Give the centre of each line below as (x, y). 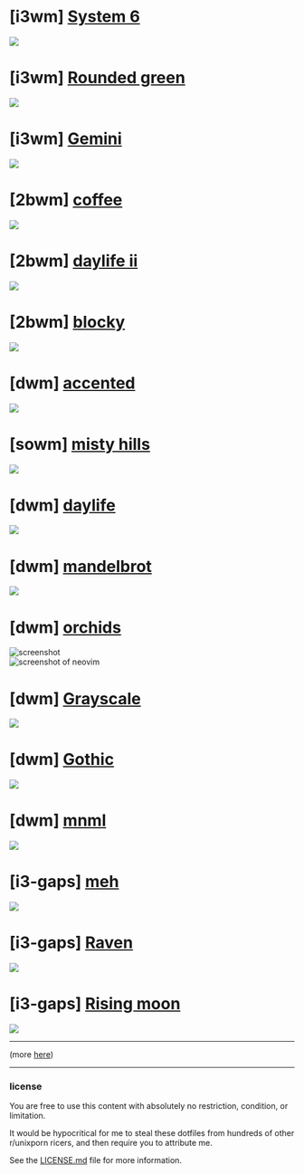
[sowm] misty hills (80, 444)
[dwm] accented (72, 383)
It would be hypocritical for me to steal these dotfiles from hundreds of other (152, 1133)
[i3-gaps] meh (64, 882)
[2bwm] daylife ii (74, 261)
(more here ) (32, 1054)
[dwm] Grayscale (76, 698)
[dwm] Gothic (62, 760)
